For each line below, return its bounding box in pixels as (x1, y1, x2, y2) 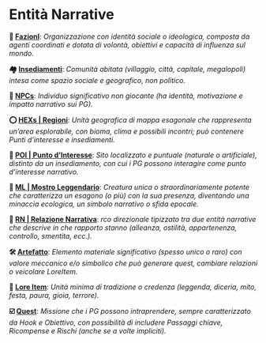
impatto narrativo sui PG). (9, 99, 93, 108)
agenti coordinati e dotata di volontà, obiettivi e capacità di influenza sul (9, 40, 245, 49)
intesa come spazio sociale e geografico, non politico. (9, 75, 186, 85)
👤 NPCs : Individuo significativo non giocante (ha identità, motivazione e (9, 91, 243, 100)
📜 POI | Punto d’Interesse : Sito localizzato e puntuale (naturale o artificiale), (9, 150, 257, 160)
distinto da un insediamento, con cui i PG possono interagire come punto (9, 158, 247, 168)
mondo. (9, 48, 34, 58)
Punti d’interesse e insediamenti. (9, 134, 115, 144)
